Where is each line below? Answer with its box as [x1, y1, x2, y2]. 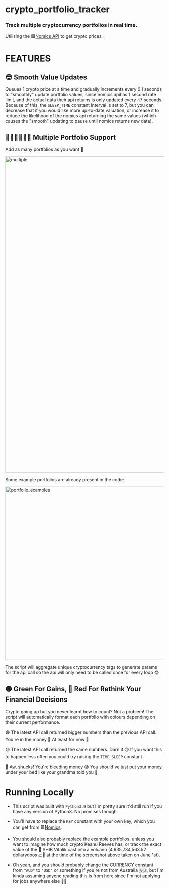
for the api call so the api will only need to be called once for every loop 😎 [5, 669, 159, 676]
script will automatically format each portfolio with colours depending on [5, 714, 156, 720]
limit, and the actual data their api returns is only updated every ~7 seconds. [5, 97, 163, 103]
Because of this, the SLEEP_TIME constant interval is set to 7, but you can [5, 102, 154, 108]
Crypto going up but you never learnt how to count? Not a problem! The [5, 709, 154, 715]
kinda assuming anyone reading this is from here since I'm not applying [12, 873, 160, 879]
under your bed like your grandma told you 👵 [5, 769, 98, 775]
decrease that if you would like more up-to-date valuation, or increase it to [5, 107, 159, 114]
